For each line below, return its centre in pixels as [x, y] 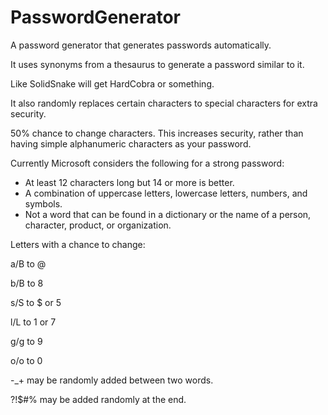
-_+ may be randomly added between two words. [112, 380]
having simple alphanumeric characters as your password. [131, 143]
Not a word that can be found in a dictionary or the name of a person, [168, 214]
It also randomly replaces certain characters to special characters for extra [164, 103]
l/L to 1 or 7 [33, 322]
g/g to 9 [26, 341]
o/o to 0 [26, 360]
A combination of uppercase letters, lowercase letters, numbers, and [166, 193]
